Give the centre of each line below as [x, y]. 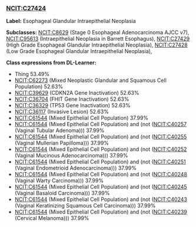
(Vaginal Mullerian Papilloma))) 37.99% [62, 143]
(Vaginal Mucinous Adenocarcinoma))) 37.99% [71, 156]
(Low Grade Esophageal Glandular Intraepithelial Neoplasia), [79, 51]
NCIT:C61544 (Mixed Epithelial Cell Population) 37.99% [82, 118]
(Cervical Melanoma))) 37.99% [52, 218]
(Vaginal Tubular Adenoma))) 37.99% [59, 130]
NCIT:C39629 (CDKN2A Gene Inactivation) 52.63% [77, 93]
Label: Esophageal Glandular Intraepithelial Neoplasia [71, 21]
